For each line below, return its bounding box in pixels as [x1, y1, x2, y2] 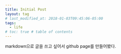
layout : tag [5, 12, 29, 16]
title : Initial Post [5, 7, 47, 12]
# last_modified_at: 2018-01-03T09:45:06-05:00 [5, 16, 104, 21]
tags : [5, 20, 16, 26]
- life [9, 25, 23, 30]
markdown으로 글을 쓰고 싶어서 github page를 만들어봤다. [5, 43, 117, 49]
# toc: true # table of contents [5, 29, 73, 34]
